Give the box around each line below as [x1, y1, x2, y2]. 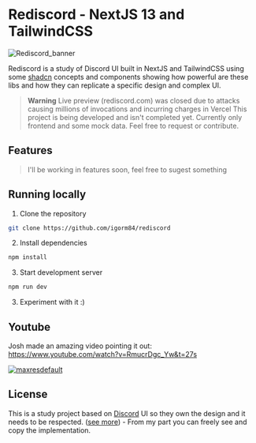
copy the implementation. [8, 425, 91, 435]
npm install [8, 253, 47, 261]
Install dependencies [19, 238, 88, 248]
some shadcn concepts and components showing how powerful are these [8, 72, 249, 81]
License [8, 388, 48, 401]
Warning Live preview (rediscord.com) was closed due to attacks [27, 96, 240, 105]
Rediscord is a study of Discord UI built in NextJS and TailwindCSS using [8, 63, 244, 73]
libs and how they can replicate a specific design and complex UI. [8, 81, 222, 90]
